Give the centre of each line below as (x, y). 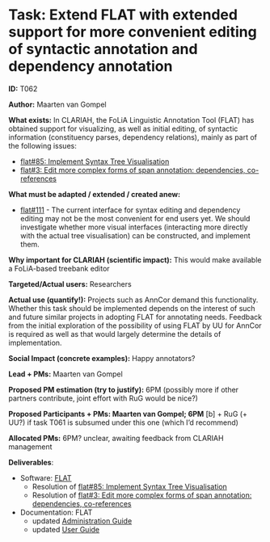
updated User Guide (66, 529)
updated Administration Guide (82, 521)
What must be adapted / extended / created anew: (94, 194)
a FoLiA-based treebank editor (59, 268)
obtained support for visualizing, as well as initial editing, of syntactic (123, 128)
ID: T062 (23, 88)
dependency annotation (91, 67)
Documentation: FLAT (56, 512)
